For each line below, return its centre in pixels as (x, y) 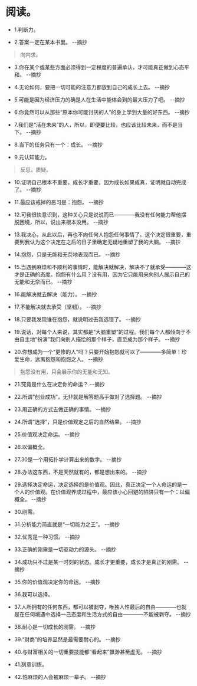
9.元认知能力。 (32, 157)
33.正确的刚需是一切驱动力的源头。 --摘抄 (65, 549)
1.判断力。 (26, 29)
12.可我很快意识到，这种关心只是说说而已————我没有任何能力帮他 (98, 214)
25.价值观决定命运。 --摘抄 (47, 434)
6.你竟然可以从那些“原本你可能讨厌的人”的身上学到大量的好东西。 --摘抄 (102, 112)
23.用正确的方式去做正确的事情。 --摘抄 (63, 409)
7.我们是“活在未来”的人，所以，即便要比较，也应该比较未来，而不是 (96, 124)
